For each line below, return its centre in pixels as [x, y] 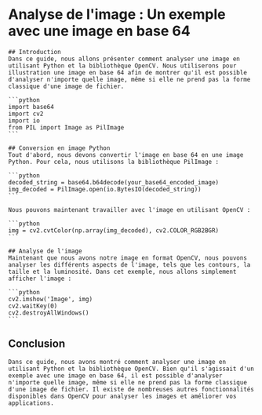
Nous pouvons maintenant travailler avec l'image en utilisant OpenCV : [129, 209]
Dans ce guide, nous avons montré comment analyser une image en [117, 362]
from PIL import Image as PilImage [66, 127]
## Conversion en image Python [59, 148]
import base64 [31, 107]
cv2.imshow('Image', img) [50, 299]
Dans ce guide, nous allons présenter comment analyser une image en [124, 59]
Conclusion [37, 344]
